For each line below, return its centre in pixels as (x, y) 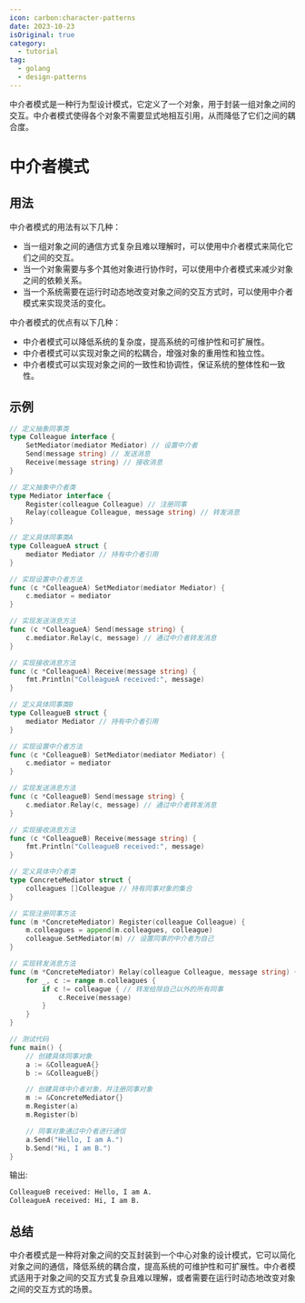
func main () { (36, 1047)
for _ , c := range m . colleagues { (91, 980)
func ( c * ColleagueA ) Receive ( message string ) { (103, 671)
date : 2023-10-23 (42, 26)
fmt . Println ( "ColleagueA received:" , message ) (115, 680)
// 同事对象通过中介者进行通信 (76, 1131)
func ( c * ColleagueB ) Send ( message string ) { (97, 797)
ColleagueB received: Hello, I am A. (81, 1192)
